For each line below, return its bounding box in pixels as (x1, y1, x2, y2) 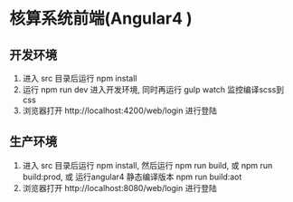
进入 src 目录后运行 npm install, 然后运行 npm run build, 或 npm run (22, 159, 273, 170)
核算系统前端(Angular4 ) (9, 8, 193, 29)
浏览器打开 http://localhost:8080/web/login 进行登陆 (22, 182, 217, 193)
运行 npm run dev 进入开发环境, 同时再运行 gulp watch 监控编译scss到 (22, 84, 285, 95)
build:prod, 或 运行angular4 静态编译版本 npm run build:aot (22, 171, 242, 182)
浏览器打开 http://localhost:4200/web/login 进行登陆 (22, 105, 217, 116)
